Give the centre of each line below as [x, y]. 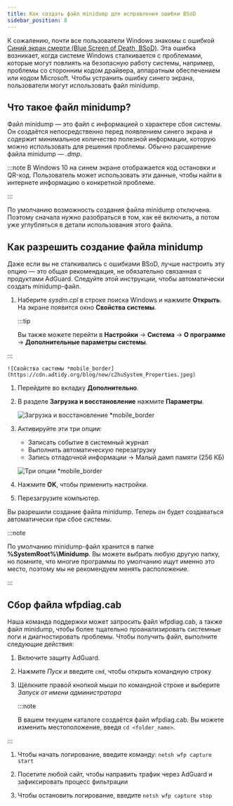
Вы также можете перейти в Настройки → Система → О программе [121, 335]
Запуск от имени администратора [69, 692]
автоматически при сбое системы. [60, 519]
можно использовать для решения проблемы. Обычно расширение [109, 147]
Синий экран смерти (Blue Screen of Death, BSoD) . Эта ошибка [102, 48]
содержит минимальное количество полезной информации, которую [112, 139]
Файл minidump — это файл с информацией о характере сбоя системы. [115, 124]
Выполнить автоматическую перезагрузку [92, 450]
